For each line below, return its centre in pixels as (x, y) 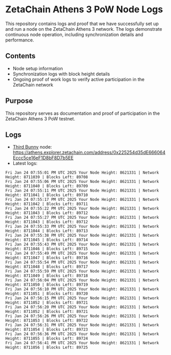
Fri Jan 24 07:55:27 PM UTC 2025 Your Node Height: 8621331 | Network (82, 218)
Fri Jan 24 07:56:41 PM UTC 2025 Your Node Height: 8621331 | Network (82, 343)
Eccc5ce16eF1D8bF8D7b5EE (43, 158)
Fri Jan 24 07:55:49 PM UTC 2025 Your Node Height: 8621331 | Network (82, 254)
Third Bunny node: (32, 147)
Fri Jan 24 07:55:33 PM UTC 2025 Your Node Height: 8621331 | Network (82, 226)
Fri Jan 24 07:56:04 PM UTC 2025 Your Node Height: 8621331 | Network (82, 280)
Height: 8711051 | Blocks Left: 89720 (47, 294)
